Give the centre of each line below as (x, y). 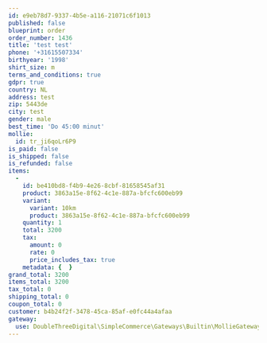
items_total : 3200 (39, 282)
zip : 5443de (28, 104)
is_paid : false (33, 149)
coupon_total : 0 (35, 304)
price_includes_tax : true (72, 259)
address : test (32, 97)
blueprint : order (37, 30)
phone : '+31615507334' (46, 53)
